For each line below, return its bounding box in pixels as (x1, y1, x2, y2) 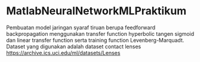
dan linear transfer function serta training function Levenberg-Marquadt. (6, 36, 184, 44)
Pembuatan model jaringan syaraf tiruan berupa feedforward (6, 24, 156, 31)
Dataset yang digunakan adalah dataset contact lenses (6, 43, 141, 50)
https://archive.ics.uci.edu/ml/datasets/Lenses (6, 49, 121, 56)
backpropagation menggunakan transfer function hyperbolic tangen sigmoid (6, 30, 195, 37)
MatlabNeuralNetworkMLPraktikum (6, 4, 187, 18)
